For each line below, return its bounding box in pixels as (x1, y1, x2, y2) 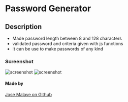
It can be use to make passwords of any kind (12, 46, 103, 51)
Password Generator (5, 3, 91, 14)
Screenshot (5, 58, 33, 65)
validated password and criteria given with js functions (12, 41, 123, 47)
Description (5, 23, 42, 31)
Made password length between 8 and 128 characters (12, 35, 122, 41)
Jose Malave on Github (5, 91, 52, 97)
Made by (5, 80, 24, 86)
